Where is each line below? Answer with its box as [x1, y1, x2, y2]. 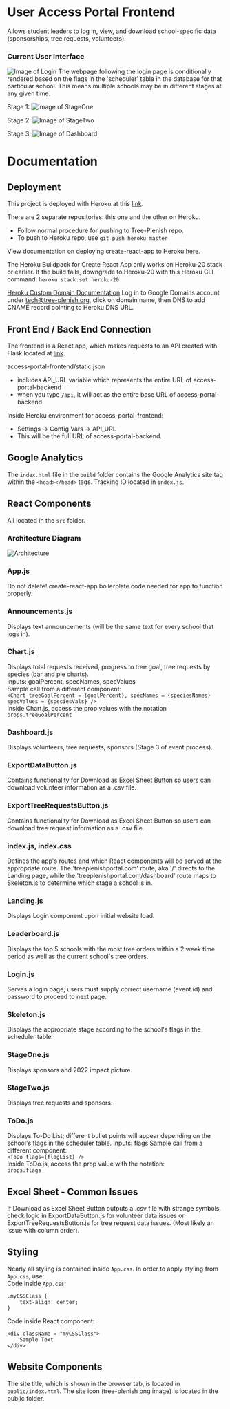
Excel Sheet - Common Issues [7, 1186, 138, 1197]
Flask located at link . [7, 349, 65, 357]
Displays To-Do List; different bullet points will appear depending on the [7, 1132, 211, 1140]
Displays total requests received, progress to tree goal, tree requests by [7, 662, 211, 671]
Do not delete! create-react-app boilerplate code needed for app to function [7, 582, 223, 590]
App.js [7, 566, 30, 576]
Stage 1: [7, 103, 30, 111]
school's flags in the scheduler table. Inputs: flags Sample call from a [7, 1139, 203, 1148]
